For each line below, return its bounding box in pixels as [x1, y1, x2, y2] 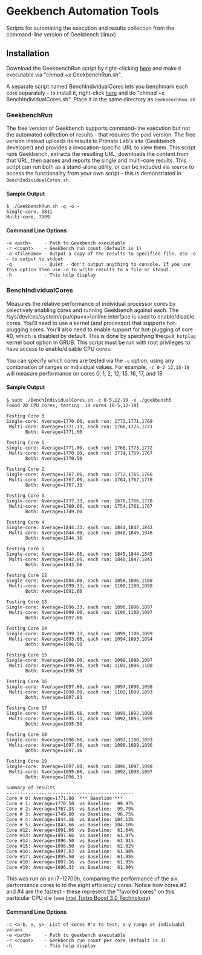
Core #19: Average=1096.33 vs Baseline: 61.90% [6, 864, 134, 870]
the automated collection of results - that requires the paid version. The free [6, 131, 196, 138]
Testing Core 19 [6, 758, 47, 764]
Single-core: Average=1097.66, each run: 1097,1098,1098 [6, 684, 153, 690]
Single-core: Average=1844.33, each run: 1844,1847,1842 [6, 524, 153, 530]
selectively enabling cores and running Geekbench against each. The [6, 306, 179, 314]
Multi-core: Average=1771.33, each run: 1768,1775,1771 [8, 424, 153, 430]
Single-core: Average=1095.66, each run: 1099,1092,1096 [6, 710, 153, 717]
